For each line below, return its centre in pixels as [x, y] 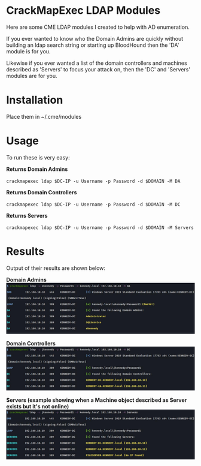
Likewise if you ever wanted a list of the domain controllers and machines [97, 63]
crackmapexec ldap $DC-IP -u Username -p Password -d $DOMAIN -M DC [93, 205]
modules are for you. [32, 76]
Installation [35, 100]
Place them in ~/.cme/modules [44, 116]
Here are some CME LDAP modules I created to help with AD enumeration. [98, 27]
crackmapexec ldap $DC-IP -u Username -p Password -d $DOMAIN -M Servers [100, 228]
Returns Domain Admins [37, 169]
